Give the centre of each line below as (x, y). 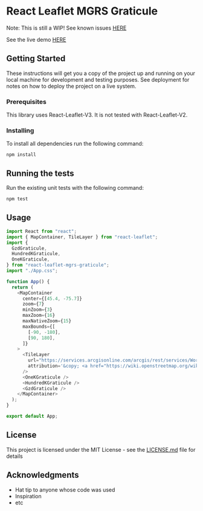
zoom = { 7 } (33, 304)
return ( (23, 287)
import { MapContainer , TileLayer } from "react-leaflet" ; (82, 237)
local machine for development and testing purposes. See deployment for (98, 79)
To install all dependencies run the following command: (75, 144)
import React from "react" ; (42, 231)
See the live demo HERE (36, 39)
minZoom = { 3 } (37, 310)
